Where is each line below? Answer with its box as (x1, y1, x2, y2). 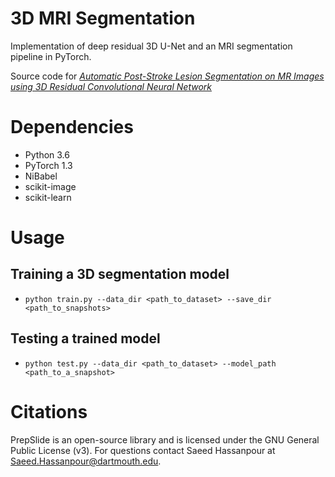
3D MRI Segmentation (10, 7, 196, 30)
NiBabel (24, 170, 58, 182)
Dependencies (10, 116, 134, 139)
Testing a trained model (10, 330, 161, 347)
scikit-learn (24, 191, 72, 203)
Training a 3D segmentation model (10, 266, 230, 283)
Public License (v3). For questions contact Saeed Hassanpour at (10, 444, 276, 456)
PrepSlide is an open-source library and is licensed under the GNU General (10, 433, 320, 446)
